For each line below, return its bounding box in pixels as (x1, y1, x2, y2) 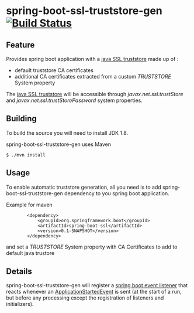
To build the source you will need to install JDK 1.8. (6, 129, 129, 136)
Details (6, 267, 32, 277)
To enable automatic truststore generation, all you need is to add (6, 183, 162, 190)
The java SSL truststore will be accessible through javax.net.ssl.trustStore (6, 91, 183, 97)
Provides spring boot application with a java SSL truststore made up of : (6, 56, 179, 62)
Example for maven (6, 201, 53, 208)
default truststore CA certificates (14, 67, 93, 74)
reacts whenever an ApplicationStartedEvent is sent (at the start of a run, (6, 288, 182, 295)
